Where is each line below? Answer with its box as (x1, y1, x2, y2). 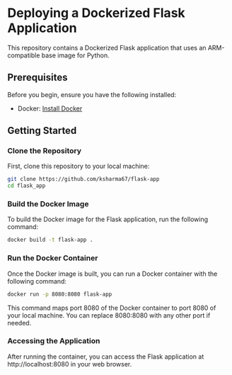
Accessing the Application (7, 336, 100, 346)
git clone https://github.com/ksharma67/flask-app (7, 176, 160, 183)
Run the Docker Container (7, 253, 98, 263)
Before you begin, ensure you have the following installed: (7, 90, 177, 99)
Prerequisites (7, 72, 68, 84)
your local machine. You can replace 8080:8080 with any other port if (7, 310, 211, 320)
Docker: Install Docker (17, 104, 83, 113)
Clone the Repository (7, 146, 82, 156)
